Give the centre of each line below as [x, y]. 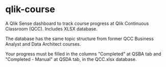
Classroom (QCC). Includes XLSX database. [52, 28]
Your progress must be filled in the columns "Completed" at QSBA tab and [84, 54]
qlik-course [30, 9]
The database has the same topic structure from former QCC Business [80, 39]
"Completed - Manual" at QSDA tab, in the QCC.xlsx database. [71, 59]
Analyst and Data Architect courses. [43, 44]
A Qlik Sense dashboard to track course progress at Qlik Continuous [77, 23]
